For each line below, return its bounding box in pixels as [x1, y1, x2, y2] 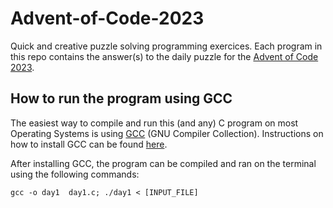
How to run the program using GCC [10, 90, 233, 107]
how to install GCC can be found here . [10, 138, 168, 150]
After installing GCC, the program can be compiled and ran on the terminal [10, 157, 317, 169]
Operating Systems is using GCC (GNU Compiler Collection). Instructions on [10, 127, 324, 139]
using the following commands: [10, 168, 140, 180]
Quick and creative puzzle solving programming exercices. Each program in [10, 40, 323, 52]
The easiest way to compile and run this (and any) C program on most [10, 117, 299, 129]
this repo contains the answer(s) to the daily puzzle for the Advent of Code [10, 50, 319, 62]
